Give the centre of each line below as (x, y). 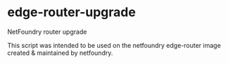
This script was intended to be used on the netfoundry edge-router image (114, 45)
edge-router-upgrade (71, 12)
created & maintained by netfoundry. (60, 53)
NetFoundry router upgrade (47, 32)
